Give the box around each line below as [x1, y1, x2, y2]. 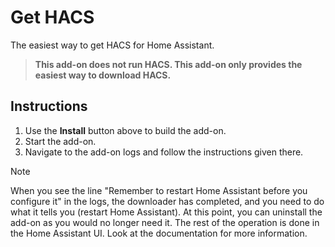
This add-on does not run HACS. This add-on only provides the [34, 58, 303, 70]
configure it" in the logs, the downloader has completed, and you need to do [10, 195, 325, 207]
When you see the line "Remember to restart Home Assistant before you [10, 184, 308, 196]
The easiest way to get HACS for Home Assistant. [10, 39, 215, 51]
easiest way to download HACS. [34, 69, 172, 81]
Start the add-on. [24, 135, 97, 147]
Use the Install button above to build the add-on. [24, 124, 227, 136]
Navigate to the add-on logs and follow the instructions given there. [24, 146, 304, 158]
